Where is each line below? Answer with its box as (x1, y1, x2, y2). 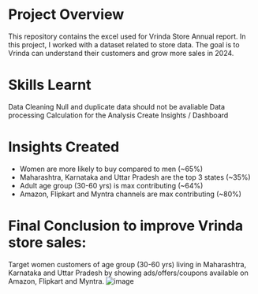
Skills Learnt (8, 76, 92, 94)
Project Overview (8, 6, 125, 24)
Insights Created (8, 138, 120, 156)
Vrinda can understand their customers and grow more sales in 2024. (8, 48, 234, 58)
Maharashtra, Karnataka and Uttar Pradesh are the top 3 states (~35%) (19, 172, 251, 182)
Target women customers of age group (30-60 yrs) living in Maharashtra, (8, 259, 247, 269)
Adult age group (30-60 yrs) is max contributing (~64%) (19, 180, 204, 190)
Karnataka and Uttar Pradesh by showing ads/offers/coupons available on (8, 268, 249, 277)
